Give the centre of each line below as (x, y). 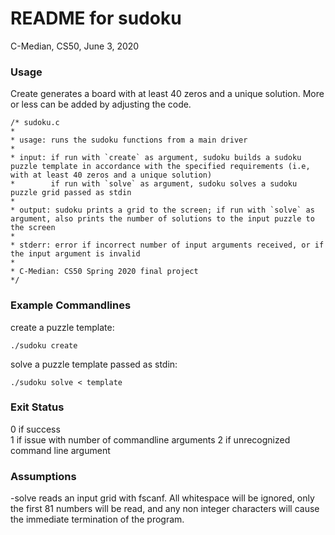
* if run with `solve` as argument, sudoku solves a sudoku (154, 184)
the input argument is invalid (75, 254)
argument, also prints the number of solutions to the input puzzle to (162, 219)
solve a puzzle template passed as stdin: (94, 364)
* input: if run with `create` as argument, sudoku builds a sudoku (156, 158)
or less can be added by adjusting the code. (101, 104)
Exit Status (37, 407)
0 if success (35, 429)
